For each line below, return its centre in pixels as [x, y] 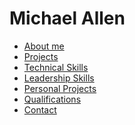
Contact [40, 109]
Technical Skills [56, 67]
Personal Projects [60, 88]
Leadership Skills [59, 78]
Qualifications [52, 99]
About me [44, 46]
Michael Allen [67, 18]
